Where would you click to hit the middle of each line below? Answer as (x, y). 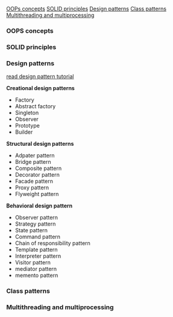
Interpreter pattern (38, 256)
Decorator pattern (37, 175)
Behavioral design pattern (39, 206)
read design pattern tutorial (40, 77)
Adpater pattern (35, 155)
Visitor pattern (33, 263)
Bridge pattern (33, 162)
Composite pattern (38, 168)
